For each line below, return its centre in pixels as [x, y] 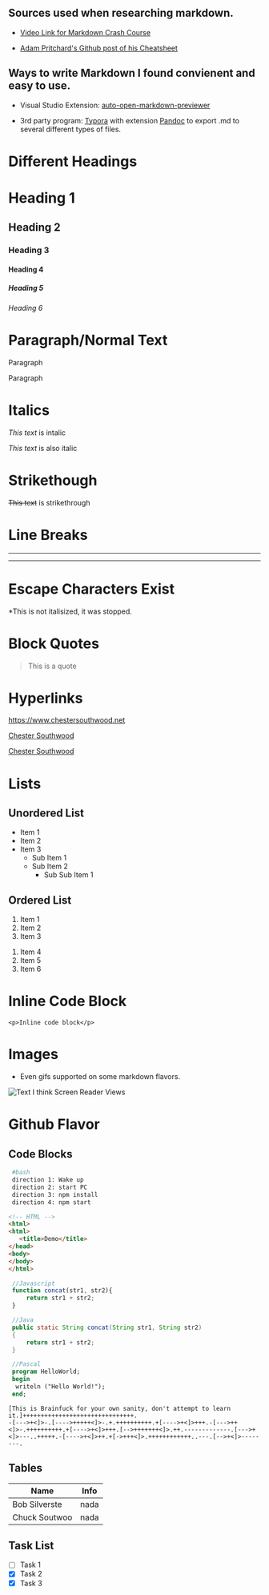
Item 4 [30, 952]
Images [33, 1055]
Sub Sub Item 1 [68, 875]
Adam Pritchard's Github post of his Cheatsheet [99, 48]
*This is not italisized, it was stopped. [70, 611]
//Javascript [34, 1283]
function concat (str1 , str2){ [62, 1291]
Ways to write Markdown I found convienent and [132, 73]
